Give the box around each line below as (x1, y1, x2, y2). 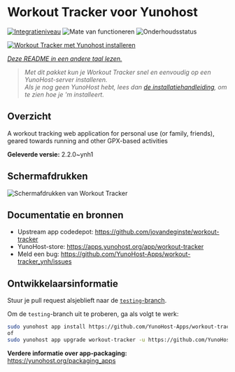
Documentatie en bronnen (7, 209, 124, 221)
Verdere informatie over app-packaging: (7, 349, 127, 357)
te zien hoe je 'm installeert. (24, 90, 105, 99)
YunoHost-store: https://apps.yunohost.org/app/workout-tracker (17, 243, 204, 251)
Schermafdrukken (7, 171, 88, 183)
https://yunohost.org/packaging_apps (7, 356, 116, 364)
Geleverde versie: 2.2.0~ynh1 (7, 150, 94, 158)
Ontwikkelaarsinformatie (7, 278, 119, 289)
